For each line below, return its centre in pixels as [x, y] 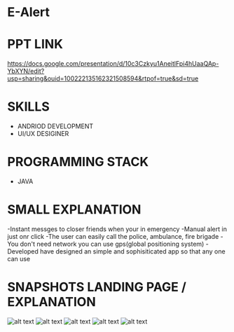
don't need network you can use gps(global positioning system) [112, 244]
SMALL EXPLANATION [74, 210]
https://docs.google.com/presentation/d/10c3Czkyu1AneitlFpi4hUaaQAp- [113, 64]
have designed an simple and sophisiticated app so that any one [132, 251]
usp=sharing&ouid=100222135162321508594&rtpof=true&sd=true [103, 78]
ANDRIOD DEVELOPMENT [55, 126]
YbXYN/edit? [26, 71]
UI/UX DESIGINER [43, 134]
